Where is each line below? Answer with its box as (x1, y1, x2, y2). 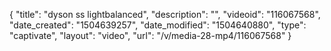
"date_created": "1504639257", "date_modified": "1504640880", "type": (9, 19, 307, 31)
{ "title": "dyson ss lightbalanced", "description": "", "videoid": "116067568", (9, 9, 321, 20)
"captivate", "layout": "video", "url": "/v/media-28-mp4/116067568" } (9, 30, 292, 41)
